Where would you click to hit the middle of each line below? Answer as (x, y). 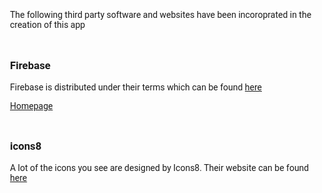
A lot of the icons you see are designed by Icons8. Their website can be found (160, 168)
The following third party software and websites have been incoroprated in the (161, 14)
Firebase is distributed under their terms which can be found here (136, 87)
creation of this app (48, 24)
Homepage (32, 105)
